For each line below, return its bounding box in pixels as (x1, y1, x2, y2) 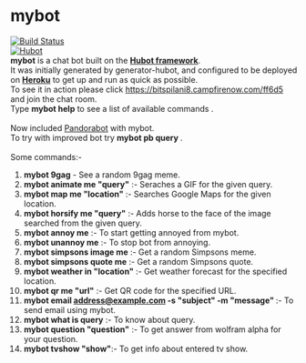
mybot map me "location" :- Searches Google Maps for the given (23, 188, 271, 199)
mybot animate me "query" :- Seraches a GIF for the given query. (23, 178, 273, 189)
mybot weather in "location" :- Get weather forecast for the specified (23, 266, 288, 277)
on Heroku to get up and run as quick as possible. (10, 74, 199, 85)
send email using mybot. (23, 304, 117, 315)
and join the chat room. (10, 93, 97, 105)
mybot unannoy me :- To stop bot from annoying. (23, 237, 211, 247)
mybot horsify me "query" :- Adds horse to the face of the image (23, 207, 271, 218)
